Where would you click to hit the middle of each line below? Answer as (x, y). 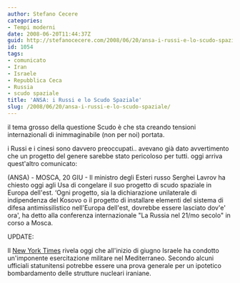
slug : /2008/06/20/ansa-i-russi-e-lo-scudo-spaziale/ (89, 107)
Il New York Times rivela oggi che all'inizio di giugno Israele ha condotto (113, 250)
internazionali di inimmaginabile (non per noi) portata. (86, 134)
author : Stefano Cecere (43, 14)
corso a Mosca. (30, 222)
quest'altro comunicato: (42, 163)
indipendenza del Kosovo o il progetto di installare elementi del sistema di (115, 200)
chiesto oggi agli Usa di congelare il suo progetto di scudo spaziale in (110, 185)
